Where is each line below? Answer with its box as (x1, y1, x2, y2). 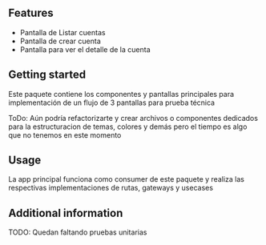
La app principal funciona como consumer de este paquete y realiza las (8, 175, 244, 184)
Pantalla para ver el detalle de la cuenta (19, 44, 151, 54)
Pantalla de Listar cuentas (19, 27, 106, 37)
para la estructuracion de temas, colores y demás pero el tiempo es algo (8, 122, 248, 131)
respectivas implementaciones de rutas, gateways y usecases (8, 183, 214, 193)
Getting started (8, 68, 87, 82)
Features (8, 6, 54, 20)
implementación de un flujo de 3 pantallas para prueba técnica (8, 98, 215, 107)
